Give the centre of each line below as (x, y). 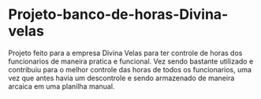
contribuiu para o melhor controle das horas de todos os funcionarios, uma (130, 69)
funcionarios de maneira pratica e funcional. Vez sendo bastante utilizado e (131, 61)
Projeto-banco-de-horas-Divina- (118, 15)
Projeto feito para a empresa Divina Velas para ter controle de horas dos (125, 53)
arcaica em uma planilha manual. (62, 86)
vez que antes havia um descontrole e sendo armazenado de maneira (121, 78)
